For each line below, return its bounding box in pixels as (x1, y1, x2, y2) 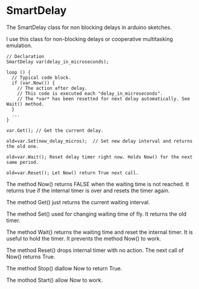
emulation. (6, 42, 33, 49)
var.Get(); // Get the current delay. (6, 128, 104, 134)
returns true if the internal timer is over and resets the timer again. (6, 187, 170, 194)
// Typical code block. (11, 74, 71, 80)
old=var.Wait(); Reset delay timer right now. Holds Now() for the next (6, 154, 193, 160)
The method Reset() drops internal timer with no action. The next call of (6, 246, 184, 254)
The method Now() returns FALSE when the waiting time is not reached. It (6, 180, 189, 187)
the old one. (6, 143, 39, 149)
